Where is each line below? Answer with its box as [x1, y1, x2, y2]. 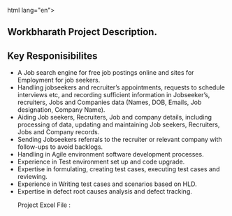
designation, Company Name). [17, 106, 106, 114]
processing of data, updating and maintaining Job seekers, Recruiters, [17, 120, 220, 129]
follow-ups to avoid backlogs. [17, 143, 103, 151]
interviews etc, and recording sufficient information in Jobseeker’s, [17, 91, 210, 99]
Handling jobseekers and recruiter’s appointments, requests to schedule [17, 83, 225, 92]
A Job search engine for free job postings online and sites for [17, 69, 194, 77]
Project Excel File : [17, 201, 71, 209]
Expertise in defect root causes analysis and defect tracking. [17, 187, 192, 196]
